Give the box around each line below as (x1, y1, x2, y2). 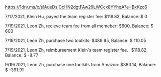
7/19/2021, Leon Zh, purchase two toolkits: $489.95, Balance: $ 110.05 (5, 38, 146, 43)
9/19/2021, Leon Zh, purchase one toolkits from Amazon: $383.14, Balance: (5, 62, 157, 67)
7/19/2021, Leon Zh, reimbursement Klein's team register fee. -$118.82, (5, 47, 148, 53)
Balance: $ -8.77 (5, 52, 39, 58)
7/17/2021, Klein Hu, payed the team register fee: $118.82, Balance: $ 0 (5, 14, 148, 19)
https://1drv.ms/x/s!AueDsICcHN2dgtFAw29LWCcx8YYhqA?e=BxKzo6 (5, 4, 148, 10)
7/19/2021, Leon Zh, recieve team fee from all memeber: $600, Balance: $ (5, 23, 154, 29)
